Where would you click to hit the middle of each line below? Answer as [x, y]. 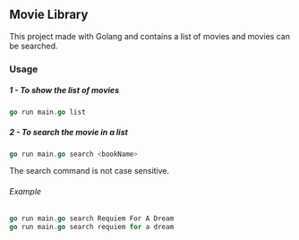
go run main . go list [48, 112]
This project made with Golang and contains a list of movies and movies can [150, 36]
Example [26, 192]
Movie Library [49, 15]
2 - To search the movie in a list [68, 133]
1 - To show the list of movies [64, 90]
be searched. [34, 46]
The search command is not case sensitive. [90, 171]
